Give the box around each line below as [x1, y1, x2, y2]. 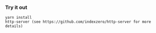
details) [5, 24, 23, 29]
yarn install [5, 15, 32, 20]
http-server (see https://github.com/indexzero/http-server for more [5, 19, 152, 25]
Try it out [5, 4, 28, 11]
